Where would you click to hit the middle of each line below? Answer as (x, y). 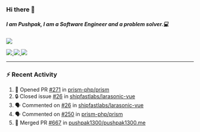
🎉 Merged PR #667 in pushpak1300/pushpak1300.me (80, 123)
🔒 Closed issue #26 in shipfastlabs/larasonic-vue (75, 96)
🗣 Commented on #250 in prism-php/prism (69, 114)
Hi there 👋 (21, 10)
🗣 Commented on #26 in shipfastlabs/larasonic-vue (79, 105)
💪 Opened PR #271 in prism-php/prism (62, 90)
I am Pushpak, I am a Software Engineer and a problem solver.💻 (87, 24)
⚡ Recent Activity (32, 74)
